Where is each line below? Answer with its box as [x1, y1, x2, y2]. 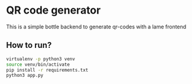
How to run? [6, 40, 52, 50]
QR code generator [6, 4, 101, 17]
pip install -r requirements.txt [6, 67, 89, 73]
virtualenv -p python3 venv [6, 56, 76, 62]
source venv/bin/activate [6, 62, 70, 67]
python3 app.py [6, 72, 44, 79]
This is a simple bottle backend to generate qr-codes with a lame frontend [6, 23, 187, 30]
